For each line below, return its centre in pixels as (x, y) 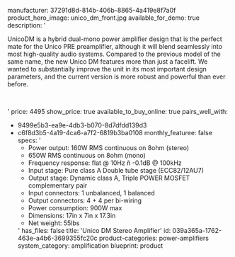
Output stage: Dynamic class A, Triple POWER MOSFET (109, 178)
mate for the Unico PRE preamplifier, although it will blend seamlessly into (115, 46)
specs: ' (29, 140)
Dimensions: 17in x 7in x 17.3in (72, 216)
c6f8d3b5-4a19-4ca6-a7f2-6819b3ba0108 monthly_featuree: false (115, 133)
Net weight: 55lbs (54, 223)
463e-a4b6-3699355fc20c (57, 238)
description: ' (27, 25)
